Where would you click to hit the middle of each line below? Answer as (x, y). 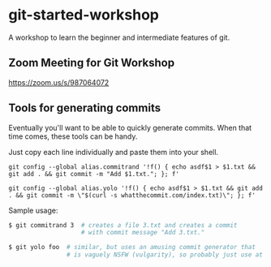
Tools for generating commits (84, 108)
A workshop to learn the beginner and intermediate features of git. (119, 37)
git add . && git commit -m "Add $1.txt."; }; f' (94, 174)
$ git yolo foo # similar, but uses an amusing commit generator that (132, 248)
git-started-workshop (84, 15)
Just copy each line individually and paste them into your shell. (114, 152)
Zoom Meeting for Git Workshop (92, 63)
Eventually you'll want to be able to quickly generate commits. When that (130, 127)
